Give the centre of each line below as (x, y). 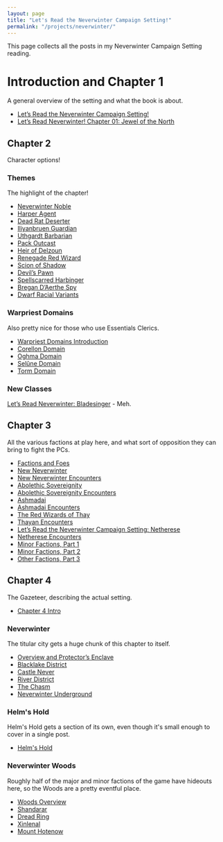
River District (36, 679)
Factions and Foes (43, 463)
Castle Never (36, 672)
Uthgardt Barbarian (45, 236)
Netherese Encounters (49, 536)
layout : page (26, 14)
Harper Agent (37, 214)
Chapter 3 (29, 426)
